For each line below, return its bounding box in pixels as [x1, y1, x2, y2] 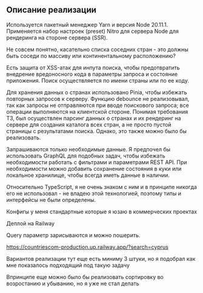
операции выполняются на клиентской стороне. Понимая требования [6, 108, 188, 115]
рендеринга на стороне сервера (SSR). [6, 33, 108, 41]
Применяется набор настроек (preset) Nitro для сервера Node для [6, 27, 179, 35]
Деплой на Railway [6, 219, 55, 227]
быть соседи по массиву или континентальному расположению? [6, 52, 176, 60]
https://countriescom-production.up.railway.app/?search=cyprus [6, 243, 168, 250]
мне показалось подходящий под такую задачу [6, 261, 130, 269]
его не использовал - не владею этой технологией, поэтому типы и [6, 190, 182, 197]
